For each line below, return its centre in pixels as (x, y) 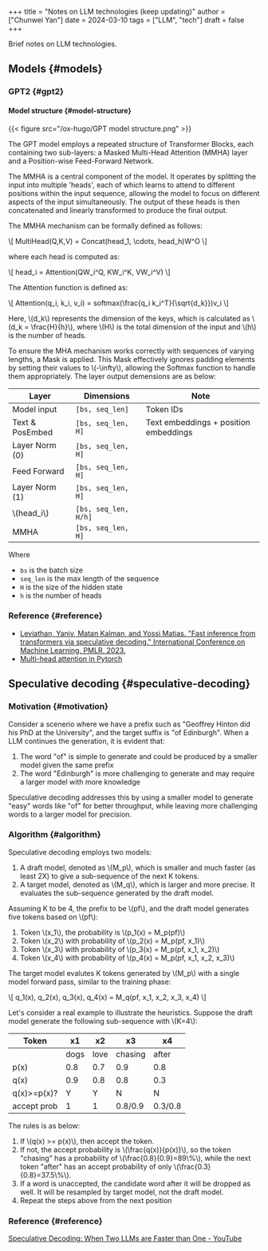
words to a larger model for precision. (70, 814)
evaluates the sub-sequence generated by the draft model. (116, 893)
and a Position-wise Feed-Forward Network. (81, 161)
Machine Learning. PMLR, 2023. (73, 650)
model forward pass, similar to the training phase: (90, 982)
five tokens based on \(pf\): (53, 917)
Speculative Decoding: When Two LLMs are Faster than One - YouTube (125, 1238)
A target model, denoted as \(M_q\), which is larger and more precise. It (137, 884)
